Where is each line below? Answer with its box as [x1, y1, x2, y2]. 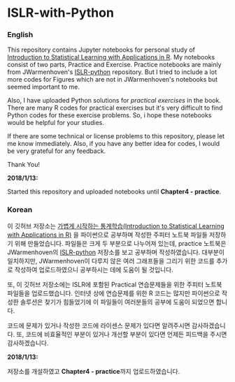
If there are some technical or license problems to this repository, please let [7, 132, 225, 140]
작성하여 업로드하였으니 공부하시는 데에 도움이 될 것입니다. [14, 265, 173, 274]
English [7, 30, 34, 40]
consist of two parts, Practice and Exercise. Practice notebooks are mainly [7, 61, 222, 69]
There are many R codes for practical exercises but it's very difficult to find [7, 103, 223, 112]
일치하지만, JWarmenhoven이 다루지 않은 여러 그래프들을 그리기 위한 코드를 [7, 256, 215, 265]
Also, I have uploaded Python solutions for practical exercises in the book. [7, 96, 222, 105]
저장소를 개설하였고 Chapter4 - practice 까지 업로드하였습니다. [7, 367, 180, 375]
